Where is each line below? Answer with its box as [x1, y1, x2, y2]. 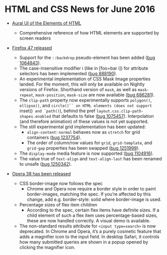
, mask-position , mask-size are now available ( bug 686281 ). [32, 92, 155, 98]
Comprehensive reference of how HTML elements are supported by [19, 30, 159, 36]
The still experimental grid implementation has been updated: [19, 124, 146, 130]
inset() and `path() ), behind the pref [19, 108, 95, 114]
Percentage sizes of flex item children [19, 201, 97, 207]
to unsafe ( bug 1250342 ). [19, 161, 72, 167]
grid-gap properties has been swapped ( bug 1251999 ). [26, 145, 140, 151]
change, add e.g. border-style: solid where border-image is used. [26, 196, 162, 202]
